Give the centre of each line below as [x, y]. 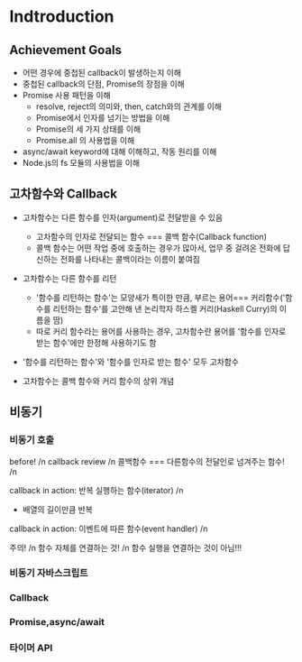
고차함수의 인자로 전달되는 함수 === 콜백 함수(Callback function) [151, 236]
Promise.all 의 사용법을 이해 [85, 140]
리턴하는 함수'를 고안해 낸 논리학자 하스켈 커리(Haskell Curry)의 [165, 308]
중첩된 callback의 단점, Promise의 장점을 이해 [103, 84]
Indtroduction [62, 17]
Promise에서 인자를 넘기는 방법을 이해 [103, 118]
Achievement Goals [66, 50]
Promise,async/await [57, 622]
